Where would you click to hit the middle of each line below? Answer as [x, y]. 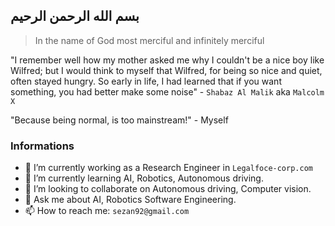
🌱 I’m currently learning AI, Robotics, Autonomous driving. [144, 178]
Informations [42, 146]
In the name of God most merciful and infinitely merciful [149, 40]
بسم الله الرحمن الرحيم [75, 16]
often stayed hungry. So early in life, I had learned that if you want [146, 81]
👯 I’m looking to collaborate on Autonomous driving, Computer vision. [168, 189]
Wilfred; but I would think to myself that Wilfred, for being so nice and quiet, [166, 70]
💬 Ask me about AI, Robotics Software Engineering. [130, 200]
